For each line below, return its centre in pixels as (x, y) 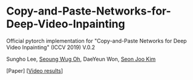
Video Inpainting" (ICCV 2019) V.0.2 (51, 47)
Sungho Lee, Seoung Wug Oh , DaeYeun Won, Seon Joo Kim (81, 59)
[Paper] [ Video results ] (35, 70)
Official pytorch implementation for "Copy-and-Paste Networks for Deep (97, 41)
